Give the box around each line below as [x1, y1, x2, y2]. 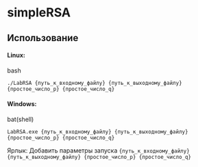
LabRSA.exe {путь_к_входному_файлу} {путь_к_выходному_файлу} [7, 128, 188, 135]
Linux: [7, 51, 25, 60]
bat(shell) [7, 115, 34, 123]
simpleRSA [7, 5, 71, 21]
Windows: [7, 100, 37, 108]
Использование [7, 32, 79, 44]
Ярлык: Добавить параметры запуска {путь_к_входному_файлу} [7, 146, 190, 155]
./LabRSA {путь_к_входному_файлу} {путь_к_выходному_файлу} [7, 79, 183, 86]
